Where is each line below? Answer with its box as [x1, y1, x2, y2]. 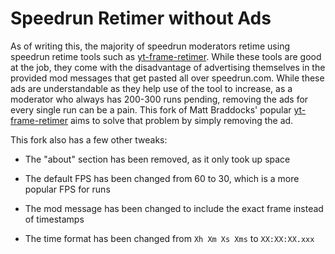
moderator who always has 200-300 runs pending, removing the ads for [10, 93, 309, 105]
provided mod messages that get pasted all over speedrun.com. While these [10, 72, 325, 84]
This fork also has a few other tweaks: [10, 133, 168, 146]
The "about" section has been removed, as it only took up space [24, 153, 291, 165]
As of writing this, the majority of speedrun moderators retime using [10, 40, 290, 52]
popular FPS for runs [24, 183, 111, 195]
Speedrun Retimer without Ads [10, 7, 272, 30]
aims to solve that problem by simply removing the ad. [69, 114, 294, 126]
